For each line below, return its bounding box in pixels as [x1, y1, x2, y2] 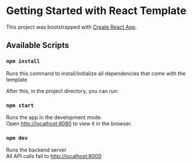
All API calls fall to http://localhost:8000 [6, 153, 102, 160]
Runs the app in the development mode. [6, 114, 102, 121]
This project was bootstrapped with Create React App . [6, 23, 138, 30]
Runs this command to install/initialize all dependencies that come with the [6, 70, 186, 77]
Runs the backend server [6, 146, 67, 153]
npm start [6, 102, 34, 109]
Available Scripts [6, 40, 69, 50]
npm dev [6, 135, 28, 141]
